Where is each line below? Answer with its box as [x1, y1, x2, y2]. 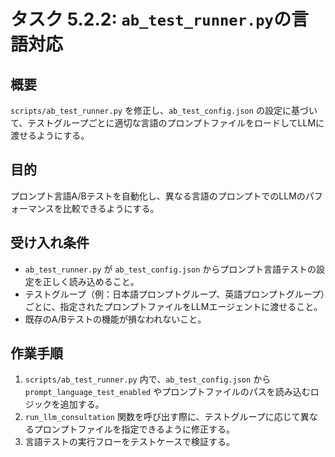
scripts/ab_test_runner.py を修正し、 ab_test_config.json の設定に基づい [10, 105, 318, 116]
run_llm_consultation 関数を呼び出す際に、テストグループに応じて [24, 411, 301, 423]
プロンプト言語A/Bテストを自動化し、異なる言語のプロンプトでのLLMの [10, 190, 306, 202]
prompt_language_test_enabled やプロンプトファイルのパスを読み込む [24, 386, 311, 398]
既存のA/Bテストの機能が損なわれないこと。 [24, 313, 207, 325]
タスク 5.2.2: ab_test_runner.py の [10, 8, 292, 31]
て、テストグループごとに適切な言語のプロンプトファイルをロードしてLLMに [10, 117, 325, 129]
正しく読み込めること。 [42, 275, 140, 287]
